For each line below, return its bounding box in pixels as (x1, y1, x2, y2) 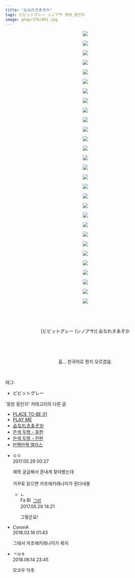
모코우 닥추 (12, 567, 35, 573)
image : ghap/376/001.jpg (5, 17, 58, 22)
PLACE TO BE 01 (12, 411, 47, 418)
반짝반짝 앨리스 (12, 442, 43, 448)
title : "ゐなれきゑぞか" (5, 7, 52, 13)
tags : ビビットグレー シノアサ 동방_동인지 (5, 12, 85, 17)
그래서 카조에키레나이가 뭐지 (12, 540, 69, 546)
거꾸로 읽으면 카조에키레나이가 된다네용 (12, 481, 90, 487)
